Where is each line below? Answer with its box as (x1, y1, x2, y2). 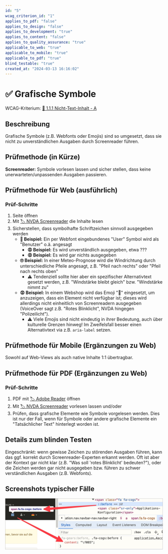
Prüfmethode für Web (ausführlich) (5, 186, 118, 195)
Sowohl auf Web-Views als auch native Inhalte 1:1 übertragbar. (5, 355, 133, 361)
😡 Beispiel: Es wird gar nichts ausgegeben (27, 252, 116, 258)
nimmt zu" (27, 284, 49, 290)
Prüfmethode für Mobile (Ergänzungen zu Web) (5, 341, 156, 350)
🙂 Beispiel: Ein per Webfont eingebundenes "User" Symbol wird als (19, 236, 159, 242)
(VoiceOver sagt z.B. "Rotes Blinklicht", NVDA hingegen (19, 306, 134, 312)
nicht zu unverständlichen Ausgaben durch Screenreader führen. (5, 138, 139, 144)
